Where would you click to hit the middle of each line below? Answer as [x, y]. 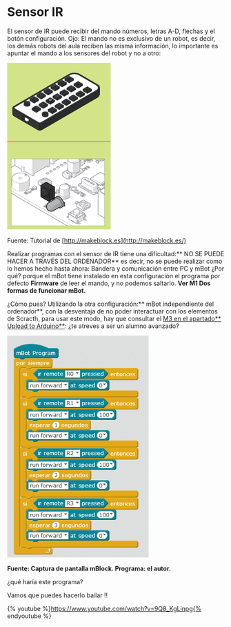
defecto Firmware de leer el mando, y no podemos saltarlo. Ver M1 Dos [109, 283]
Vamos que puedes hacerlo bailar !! [58, 595]
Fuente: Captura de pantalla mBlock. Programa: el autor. [89, 568]
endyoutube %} [29, 616]
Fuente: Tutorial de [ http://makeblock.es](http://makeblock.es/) [97, 240]
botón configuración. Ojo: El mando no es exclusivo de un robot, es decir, [111, 38]
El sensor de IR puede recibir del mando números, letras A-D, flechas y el [111, 31]
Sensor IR [35, 12]
